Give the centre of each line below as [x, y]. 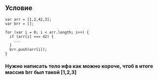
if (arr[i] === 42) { [32, 36]
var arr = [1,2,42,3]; [28, 19]
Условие [19, 8]
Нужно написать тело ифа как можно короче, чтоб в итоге [79, 66]
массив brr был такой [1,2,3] [41, 72]
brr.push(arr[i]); [29, 49]
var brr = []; [20, 24]
